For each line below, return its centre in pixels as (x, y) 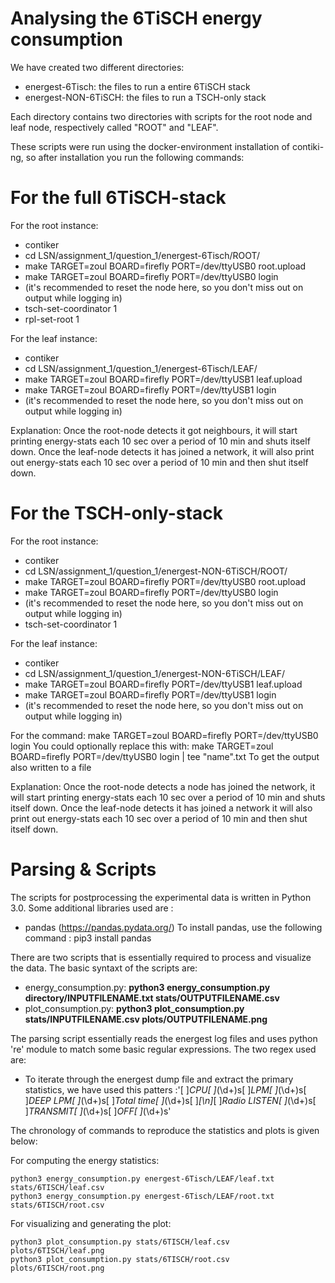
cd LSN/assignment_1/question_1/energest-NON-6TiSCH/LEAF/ (155, 673)
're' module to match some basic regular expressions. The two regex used (163, 1049)
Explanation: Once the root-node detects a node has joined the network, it (163, 786)
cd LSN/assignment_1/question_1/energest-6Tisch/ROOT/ (142, 255)
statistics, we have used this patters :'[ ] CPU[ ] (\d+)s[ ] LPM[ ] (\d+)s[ (165, 1089)
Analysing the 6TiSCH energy (136, 18)
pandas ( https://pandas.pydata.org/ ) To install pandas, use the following (173, 927)
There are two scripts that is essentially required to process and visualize (161, 957)
